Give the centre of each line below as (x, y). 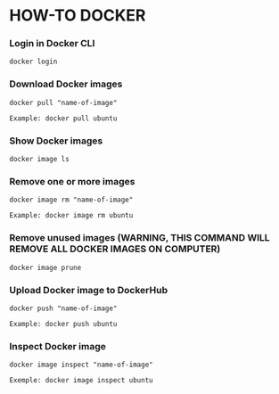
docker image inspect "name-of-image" (81, 365)
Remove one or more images (72, 181)
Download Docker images (66, 84)
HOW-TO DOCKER (78, 16)
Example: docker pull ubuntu (63, 118)
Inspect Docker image (58, 346)
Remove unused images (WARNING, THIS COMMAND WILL (139, 238)
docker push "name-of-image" (63, 308)
